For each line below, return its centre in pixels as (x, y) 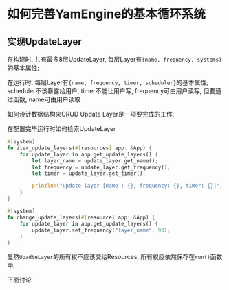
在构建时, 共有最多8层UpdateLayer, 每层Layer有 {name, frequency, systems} (115, 59)
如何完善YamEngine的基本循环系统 (107, 14)
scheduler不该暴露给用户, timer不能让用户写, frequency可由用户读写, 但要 (111, 91)
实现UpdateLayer (45, 41)
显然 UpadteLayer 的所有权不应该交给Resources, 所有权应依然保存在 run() (109, 257)
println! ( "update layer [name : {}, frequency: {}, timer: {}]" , (128, 186)
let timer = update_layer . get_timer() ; (89, 173)
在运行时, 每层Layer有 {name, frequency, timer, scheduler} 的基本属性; (108, 82)
